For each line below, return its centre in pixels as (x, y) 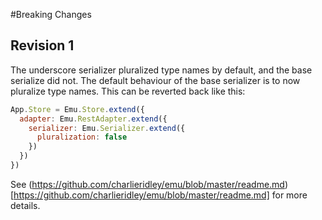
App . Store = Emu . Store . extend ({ (77, 109)
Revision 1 (42, 45)
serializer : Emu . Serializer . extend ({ (107, 128)
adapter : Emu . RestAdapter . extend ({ (93, 119)
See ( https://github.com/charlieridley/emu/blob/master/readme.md (147, 184)
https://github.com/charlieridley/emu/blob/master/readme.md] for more (160, 195)
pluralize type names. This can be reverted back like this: (128, 91)
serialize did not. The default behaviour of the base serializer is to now (155, 80)
